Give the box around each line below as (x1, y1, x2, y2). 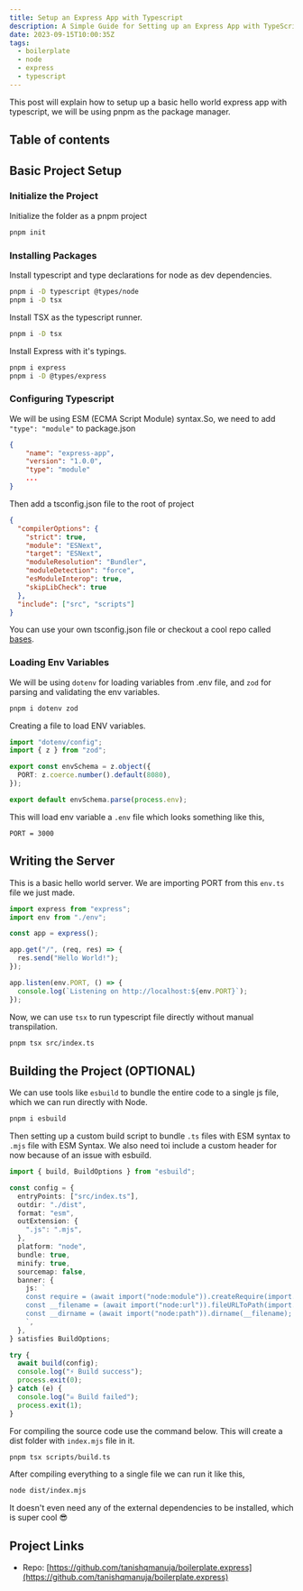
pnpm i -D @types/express (9, 371, 106, 380)
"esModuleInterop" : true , (25, 574, 124, 584)
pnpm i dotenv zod (9, 704, 78, 713)
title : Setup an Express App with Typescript (9, 13, 183, 23)
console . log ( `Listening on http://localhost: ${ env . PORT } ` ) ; (17, 986, 248, 996)
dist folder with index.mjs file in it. (9, 1435, 135, 1446)
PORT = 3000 (9, 828, 54, 838)
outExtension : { (17, 1217, 78, 1226)
